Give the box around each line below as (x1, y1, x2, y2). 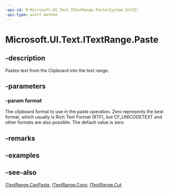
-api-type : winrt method (5, 12, 58, 17)
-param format (5, 97, 42, 104)
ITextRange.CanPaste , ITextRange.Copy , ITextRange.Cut (5, 181, 122, 187)
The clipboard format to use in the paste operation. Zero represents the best (5, 109, 164, 115)
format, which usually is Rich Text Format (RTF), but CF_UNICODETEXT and (5, 114, 162, 120)
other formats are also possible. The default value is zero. (5, 119, 125, 125)
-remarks (5, 134, 35, 142)
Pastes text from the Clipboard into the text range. (5, 67, 109, 73)
